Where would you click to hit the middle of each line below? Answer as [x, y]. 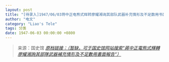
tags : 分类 [16, 28]
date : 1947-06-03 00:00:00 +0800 [40, 33]
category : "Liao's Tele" [31, 24]
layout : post [19, 10]
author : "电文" [20, 19]
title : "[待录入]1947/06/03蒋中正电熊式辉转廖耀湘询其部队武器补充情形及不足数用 [82, 14]
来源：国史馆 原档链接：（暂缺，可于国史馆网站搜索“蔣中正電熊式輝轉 [89, 48]
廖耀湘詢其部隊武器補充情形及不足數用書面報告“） [69, 54]
